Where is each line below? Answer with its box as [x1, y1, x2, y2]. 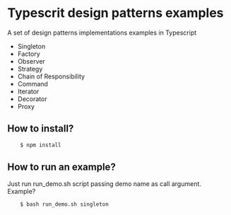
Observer [17, 57, 46, 65]
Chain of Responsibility [17, 72, 85, 81]
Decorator [17, 94, 47, 103]
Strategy [17, 64, 43, 73]
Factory [17, 50, 40, 58]
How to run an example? [7, 161, 117, 173]
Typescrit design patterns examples [7, 5, 224, 21]
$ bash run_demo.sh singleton [20, 201, 109, 208]
